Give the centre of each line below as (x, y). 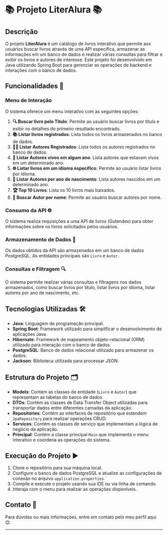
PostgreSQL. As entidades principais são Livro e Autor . (62, 256)
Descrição (21, 31)
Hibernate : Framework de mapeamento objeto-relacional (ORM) (78, 340)
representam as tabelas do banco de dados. (58, 397)
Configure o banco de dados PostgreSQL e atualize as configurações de (87, 473)
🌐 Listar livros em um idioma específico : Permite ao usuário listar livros (87, 168)
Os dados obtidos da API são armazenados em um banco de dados (74, 250)
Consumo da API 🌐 (28, 210)
